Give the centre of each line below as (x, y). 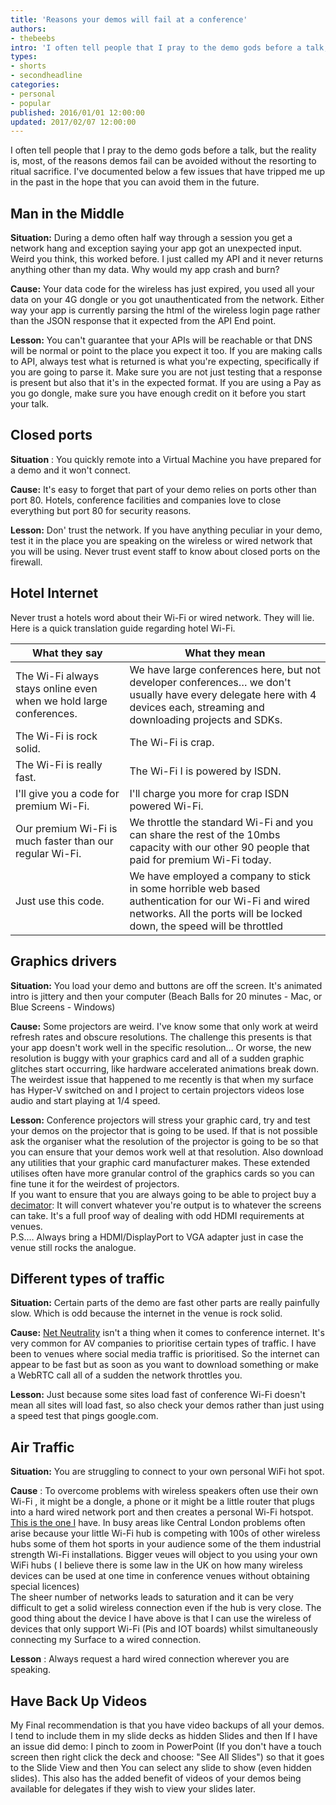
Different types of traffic (87, 1278)
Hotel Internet (54, 593)
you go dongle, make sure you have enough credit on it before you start (158, 393)
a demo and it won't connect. (70, 470)
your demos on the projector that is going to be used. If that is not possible (164, 1130)
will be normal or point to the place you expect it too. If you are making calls (166, 351)
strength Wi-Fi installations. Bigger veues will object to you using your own (164, 1555)
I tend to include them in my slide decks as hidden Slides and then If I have (164, 1735)
